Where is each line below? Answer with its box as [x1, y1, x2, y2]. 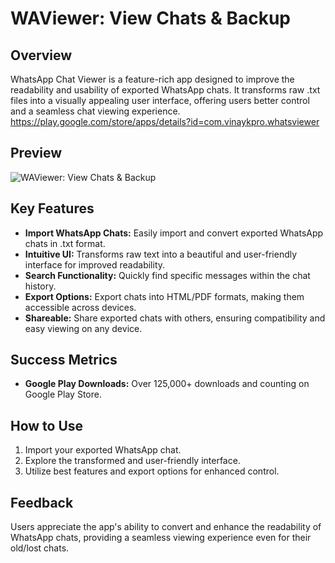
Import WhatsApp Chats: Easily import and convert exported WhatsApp [24, 227, 324, 239]
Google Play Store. [24, 388, 102, 401]
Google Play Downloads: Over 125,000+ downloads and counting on [24, 378, 310, 390]
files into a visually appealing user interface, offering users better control [10, 95, 310, 106]
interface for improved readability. [24, 258, 166, 271]
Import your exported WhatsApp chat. [24, 444, 182, 456]
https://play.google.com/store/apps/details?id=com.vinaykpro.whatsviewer [10, 116, 320, 127]
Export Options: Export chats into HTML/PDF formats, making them [24, 290, 305, 302]
